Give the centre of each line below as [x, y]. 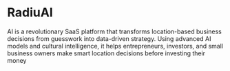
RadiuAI [30, 13]
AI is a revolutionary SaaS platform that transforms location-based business [114, 31]
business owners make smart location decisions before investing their [106, 53]
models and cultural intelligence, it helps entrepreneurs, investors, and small [115, 46]
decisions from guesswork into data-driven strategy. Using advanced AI [109, 38]
